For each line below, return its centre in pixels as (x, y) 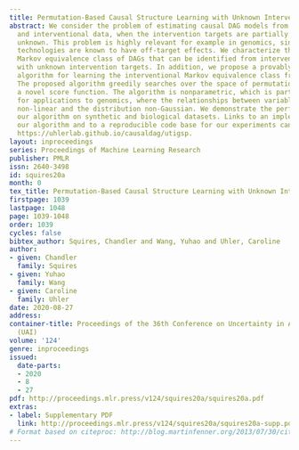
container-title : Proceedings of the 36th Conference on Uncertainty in (147, 324)
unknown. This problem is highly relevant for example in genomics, (147, 42)
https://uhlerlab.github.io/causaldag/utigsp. (105, 134)
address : (25, 316)
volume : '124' (36, 340)
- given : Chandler (43, 258)
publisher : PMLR (39, 158)
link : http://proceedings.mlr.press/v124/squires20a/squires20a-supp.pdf (157, 423)
